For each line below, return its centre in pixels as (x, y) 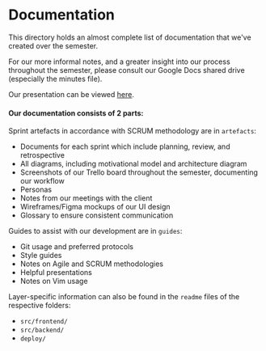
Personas (36, 190)
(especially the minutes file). (55, 78)
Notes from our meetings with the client (86, 198)
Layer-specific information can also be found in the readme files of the (124, 297)
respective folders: (40, 306)
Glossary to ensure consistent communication (97, 215)
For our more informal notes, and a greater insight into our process (119, 61)
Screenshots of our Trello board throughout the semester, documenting (139, 172)
